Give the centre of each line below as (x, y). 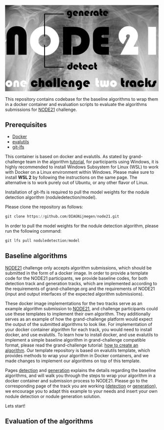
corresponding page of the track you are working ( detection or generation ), (81, 386)
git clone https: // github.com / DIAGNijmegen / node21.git (62, 216)
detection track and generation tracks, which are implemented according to (81, 283)
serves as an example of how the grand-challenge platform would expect (79, 319)
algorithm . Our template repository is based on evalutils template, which (78, 350)
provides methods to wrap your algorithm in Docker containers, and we (77, 355)
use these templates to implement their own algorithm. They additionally (78, 314)
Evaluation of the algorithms (49, 421)
